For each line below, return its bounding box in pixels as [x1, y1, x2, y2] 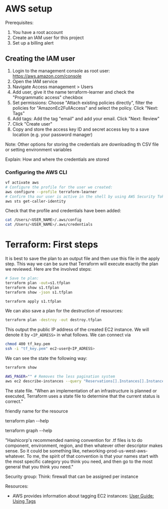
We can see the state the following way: [5, 355, 87, 361]
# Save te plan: [5, 276, 39, 281]
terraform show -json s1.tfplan [5, 290, 72, 295]
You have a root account [12, 29, 63, 35]
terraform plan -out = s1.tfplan [5, 280, 70, 285]
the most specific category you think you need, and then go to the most [5, 458, 153, 464]
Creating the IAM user [5, 55, 75, 63]
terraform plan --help [5, 417, 49, 423]
